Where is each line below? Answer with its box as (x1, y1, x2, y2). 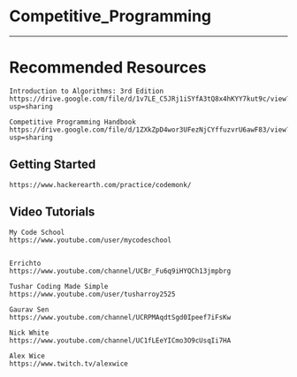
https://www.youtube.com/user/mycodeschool (9, 236, 172, 245)
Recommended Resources (9, 57, 207, 78)
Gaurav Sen (9, 305, 49, 314)
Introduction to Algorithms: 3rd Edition (9, 87, 164, 95)
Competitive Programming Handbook (9, 117, 137, 126)
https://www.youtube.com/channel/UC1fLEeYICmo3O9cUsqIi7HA (9, 336, 232, 345)
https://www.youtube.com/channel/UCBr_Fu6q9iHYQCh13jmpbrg (9, 267, 232, 275)
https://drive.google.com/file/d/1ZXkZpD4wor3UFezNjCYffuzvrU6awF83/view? (9, 125, 291, 134)
